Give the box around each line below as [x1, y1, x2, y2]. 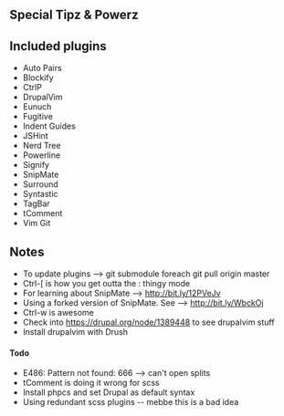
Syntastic [22, 189, 58, 200]
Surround [22, 179, 59, 190]
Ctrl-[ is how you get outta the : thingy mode [22, 278, 190, 289]
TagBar [22, 198, 50, 209]
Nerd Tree [22, 140, 61, 151]
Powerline [22, 150, 61, 161]
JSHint [22, 130, 48, 141]
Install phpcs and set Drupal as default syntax [22, 387, 195, 398]
